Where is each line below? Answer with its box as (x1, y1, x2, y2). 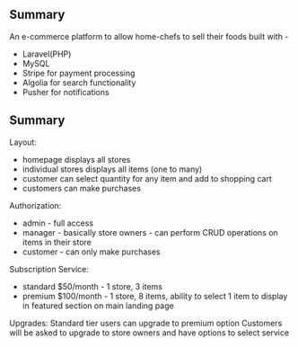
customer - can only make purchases (22, 246, 162, 257)
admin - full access (22, 218, 94, 228)
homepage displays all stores (22, 154, 131, 165)
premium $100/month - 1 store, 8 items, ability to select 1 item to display (22, 290, 288, 301)
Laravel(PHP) (22, 49, 72, 59)
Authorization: (9, 200, 62, 210)
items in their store (22, 236, 92, 247)
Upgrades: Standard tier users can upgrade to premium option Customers (9, 317, 283, 328)
